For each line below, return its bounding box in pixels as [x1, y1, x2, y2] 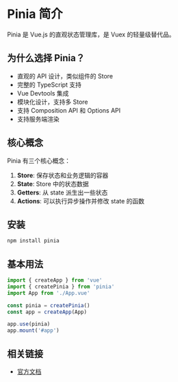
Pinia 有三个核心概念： [7, 156, 71, 165]
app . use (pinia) [7, 321, 51, 328]
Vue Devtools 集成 [16, 89, 69, 97]
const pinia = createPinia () [7, 302, 90, 309]
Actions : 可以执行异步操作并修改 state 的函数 [16, 196, 145, 205]
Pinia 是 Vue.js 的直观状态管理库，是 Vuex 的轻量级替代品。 [7, 30, 175, 38]
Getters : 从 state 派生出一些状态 [16, 188, 108, 196]
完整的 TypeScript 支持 [16, 80, 82, 89]
